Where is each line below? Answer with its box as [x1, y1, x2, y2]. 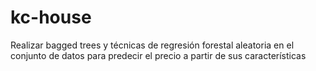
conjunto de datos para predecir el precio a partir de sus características [10, 49, 307, 61]
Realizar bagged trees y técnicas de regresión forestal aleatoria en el [10, 39, 295, 51]
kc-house [10, 6, 92, 29]
